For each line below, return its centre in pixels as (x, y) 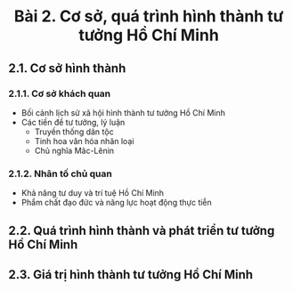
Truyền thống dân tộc (74, 132)
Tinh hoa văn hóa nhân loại (84, 141)
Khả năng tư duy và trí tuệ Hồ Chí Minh (93, 193)
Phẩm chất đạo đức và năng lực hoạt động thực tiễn (117, 203)
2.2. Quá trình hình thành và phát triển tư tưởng (142, 230)
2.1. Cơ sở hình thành (67, 68)
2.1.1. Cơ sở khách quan (60, 93)
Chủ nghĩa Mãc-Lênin (74, 150)
